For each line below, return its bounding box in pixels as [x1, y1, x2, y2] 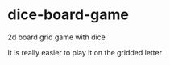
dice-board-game [7, 6, 130, 24]
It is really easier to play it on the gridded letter [7, 47, 163, 57]
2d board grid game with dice [7, 32, 106, 42]
